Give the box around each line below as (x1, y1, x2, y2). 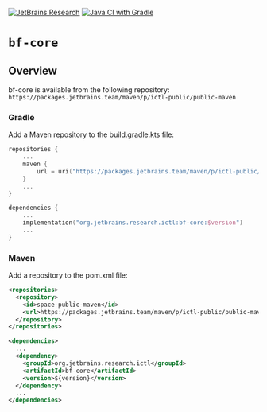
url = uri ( (37, 167, 73, 175)
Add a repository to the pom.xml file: (8, 270, 129, 280)
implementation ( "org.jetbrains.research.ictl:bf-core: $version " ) (22, 219, 244, 227)
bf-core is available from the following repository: (8, 85, 170, 95)
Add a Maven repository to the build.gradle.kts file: (8, 130, 175, 139)
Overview (8, 64, 58, 77)
